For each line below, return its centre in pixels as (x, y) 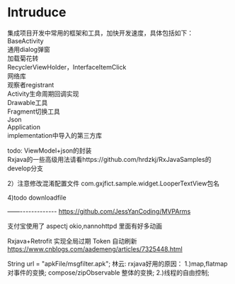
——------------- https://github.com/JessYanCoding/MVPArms (99, 211)
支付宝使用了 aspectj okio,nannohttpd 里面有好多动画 (85, 226)
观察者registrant (31, 84)
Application (24, 127)
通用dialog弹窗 (29, 49)
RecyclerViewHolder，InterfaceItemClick (67, 67)
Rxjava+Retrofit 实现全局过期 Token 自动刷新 (72, 241)
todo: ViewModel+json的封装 (50, 151)
